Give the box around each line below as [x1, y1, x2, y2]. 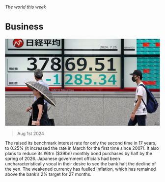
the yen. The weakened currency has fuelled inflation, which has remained [5, 166, 156, 172]
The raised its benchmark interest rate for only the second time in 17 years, [5, 140, 157, 146]
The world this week [5, 4, 46, 10]
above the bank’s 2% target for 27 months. [5, 171, 92, 177]
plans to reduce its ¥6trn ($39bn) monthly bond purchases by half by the [5, 150, 153, 156]
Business [5, 21, 44, 32]
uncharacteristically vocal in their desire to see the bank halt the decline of [5, 160, 156, 166]
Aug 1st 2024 [17, 130, 44, 136]
